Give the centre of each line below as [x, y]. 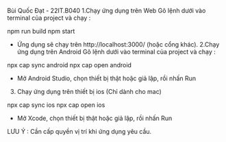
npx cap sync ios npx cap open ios [56, 105]
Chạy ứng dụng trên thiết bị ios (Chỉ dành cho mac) [89, 92]
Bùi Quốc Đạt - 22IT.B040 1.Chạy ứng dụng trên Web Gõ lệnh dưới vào [106, 11]
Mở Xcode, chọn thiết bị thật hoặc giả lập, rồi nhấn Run [95, 118]
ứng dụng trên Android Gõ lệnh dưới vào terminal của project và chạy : [116, 52]
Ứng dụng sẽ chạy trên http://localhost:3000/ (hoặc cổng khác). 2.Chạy [118, 44]
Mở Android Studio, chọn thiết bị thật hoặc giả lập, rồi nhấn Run [106, 78]
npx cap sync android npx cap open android [70, 65]
